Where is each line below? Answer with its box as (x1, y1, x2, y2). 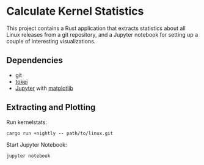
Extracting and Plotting (6, 102, 96, 112)
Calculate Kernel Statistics (6, 4, 144, 18)
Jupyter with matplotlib (15, 84, 73, 92)
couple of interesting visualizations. (6, 37, 96, 45)
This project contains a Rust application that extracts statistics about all (6, 24, 186, 32)
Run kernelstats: (6, 118, 48, 126)
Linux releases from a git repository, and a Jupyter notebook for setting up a (6, 31, 199, 38)
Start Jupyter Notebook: (6, 141, 67, 148)
